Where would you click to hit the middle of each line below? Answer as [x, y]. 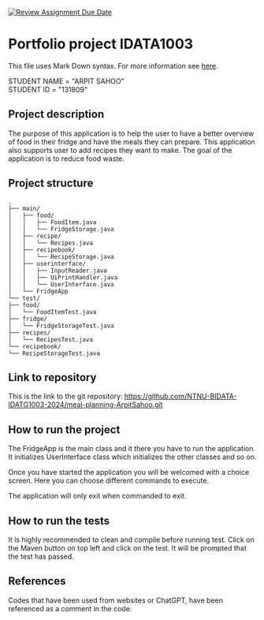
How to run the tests [59, 521]
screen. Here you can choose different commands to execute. [109, 480]
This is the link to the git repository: [65, 396]
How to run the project [64, 430]
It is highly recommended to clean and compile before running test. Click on [131, 540]
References [37, 581]
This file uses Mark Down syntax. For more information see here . [113, 65]
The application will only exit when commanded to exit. [97, 496]
